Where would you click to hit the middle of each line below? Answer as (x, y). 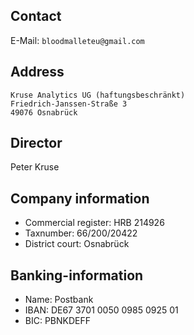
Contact (36, 16)
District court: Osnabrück (77, 244)
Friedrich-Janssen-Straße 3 (69, 104)
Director (36, 143)
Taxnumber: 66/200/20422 (81, 233)
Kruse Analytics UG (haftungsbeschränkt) (98, 95)
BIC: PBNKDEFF (58, 321)
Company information (80, 198)
